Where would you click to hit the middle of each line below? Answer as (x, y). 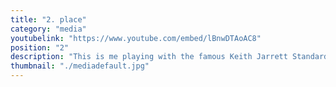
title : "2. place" (48, 19)
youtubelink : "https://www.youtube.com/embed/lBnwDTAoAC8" (136, 38)
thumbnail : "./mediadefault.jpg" (80, 66)
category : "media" (48, 29)
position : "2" (40, 47)
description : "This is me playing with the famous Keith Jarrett (149, 57)
